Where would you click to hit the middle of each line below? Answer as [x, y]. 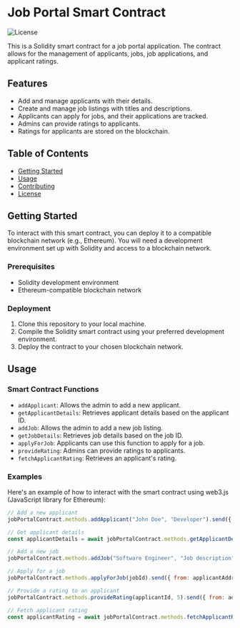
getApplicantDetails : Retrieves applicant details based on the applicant [123, 412]
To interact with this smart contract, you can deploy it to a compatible [110, 233]
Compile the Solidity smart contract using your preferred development [121, 331]
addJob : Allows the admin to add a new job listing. [90, 427]
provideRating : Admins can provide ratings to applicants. [101, 450]
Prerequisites [31, 267]
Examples [25, 477]
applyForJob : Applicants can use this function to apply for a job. [111, 442]
